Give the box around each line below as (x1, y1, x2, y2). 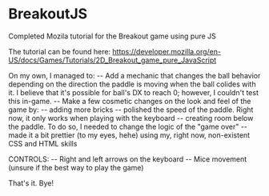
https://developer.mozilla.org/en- (111, 46, 222, 56)
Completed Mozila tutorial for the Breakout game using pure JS (8, 31, 216, 41)
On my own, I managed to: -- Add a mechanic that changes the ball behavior (8, 70, 261, 80)
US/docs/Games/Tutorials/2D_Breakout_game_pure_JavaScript (8, 55, 217, 65)
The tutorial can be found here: (8, 46, 110, 56)
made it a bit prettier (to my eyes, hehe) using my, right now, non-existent (8, 130, 251, 140)
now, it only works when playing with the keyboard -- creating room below (8, 113, 254, 122)
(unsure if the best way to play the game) (8, 162, 144, 172)
